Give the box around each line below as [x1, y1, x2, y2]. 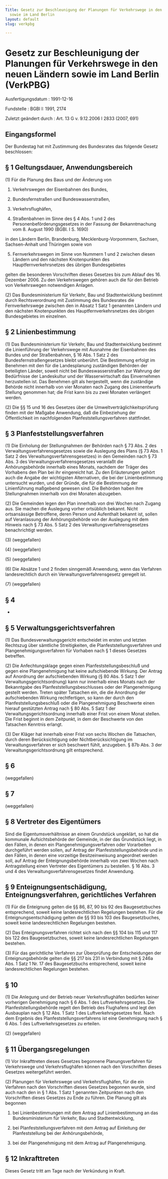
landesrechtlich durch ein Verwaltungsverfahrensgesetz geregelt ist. [5, 571, 146, 578]
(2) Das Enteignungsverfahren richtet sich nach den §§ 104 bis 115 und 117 [5, 930, 157, 936]
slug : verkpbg [5, 21, 35, 27]
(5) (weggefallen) [5, 556, 41, 563]
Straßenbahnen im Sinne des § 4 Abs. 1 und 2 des [12, 216, 115, 222]
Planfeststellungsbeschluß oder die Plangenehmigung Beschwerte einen [5, 700, 155, 706]
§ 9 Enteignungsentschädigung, [5, 883, 107, 891]
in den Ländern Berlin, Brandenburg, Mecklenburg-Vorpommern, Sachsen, [5, 236, 159, 242]
